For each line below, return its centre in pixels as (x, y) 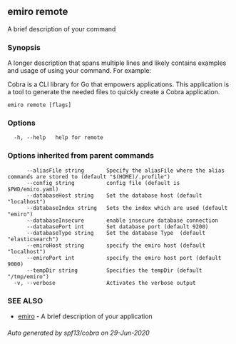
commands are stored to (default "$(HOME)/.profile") (89, 177)
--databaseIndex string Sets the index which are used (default (127, 208)
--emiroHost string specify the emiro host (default (116, 246)
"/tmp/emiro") (29, 277)
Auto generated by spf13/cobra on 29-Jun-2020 (78, 333)
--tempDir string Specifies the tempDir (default (114, 270)
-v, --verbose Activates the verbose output (105, 283)
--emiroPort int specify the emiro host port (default (124, 258)
